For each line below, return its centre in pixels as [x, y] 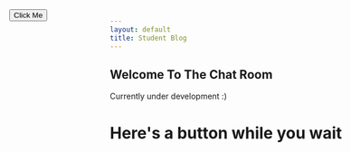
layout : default [140, 29]
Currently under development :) [168, 96]
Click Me [28, 15]
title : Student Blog [149, 38]
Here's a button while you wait [226, 133]
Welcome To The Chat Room [191, 75]
